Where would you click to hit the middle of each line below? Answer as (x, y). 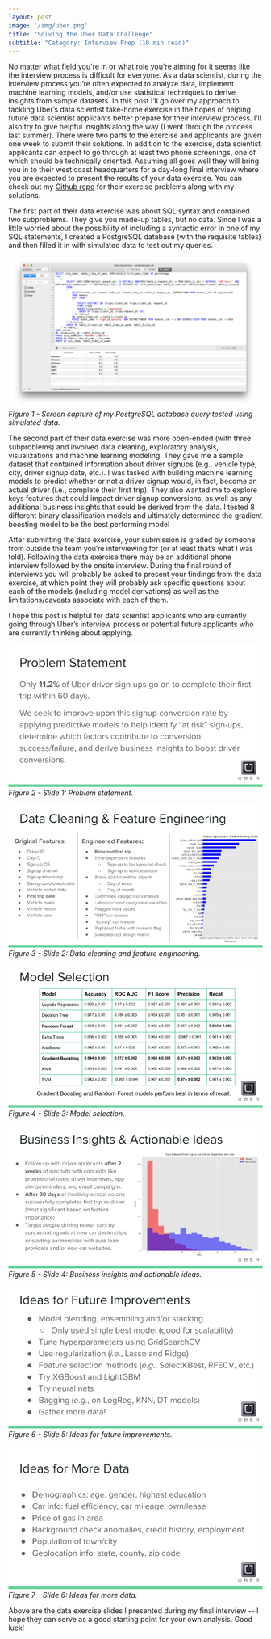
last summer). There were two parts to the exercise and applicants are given (135, 135)
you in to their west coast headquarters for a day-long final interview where (134, 170)
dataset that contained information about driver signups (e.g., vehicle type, (133, 464)
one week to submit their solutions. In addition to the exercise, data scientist (135, 144)
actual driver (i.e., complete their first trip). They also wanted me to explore (133, 490)
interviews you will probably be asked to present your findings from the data (135, 574)
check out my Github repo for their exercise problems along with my (121, 187)
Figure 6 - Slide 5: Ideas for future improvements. (90, 1434)
